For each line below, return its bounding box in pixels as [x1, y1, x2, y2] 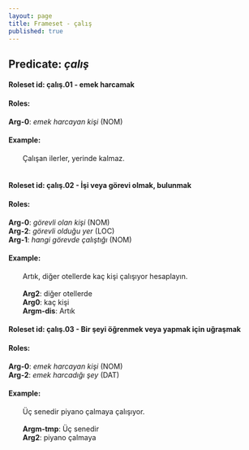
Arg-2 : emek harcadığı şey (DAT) [8, 369, 120, 379]
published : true [8, 27, 63, 35]
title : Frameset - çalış [8, 20, 92, 28]
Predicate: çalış [8, 57, 89, 71]
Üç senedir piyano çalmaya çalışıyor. [23, 406, 145, 416]
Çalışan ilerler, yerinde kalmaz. [23, 153, 126, 163]
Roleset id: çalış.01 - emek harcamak [8, 80, 135, 90]
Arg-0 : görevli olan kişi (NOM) [8, 217, 110, 227]
